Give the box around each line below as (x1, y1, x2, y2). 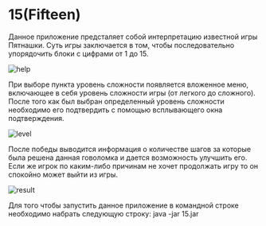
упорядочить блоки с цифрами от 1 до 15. (8, 49, 149, 58)
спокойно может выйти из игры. (8, 169, 118, 179)
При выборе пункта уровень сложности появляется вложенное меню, (8, 80, 249, 89)
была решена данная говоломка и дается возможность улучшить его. (8, 153, 248, 162)
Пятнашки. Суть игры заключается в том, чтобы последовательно (8, 40, 235, 49)
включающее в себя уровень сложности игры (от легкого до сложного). (8, 88, 256, 97)
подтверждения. (8, 113, 65, 123)
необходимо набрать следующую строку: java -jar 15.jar (8, 208, 199, 218)
